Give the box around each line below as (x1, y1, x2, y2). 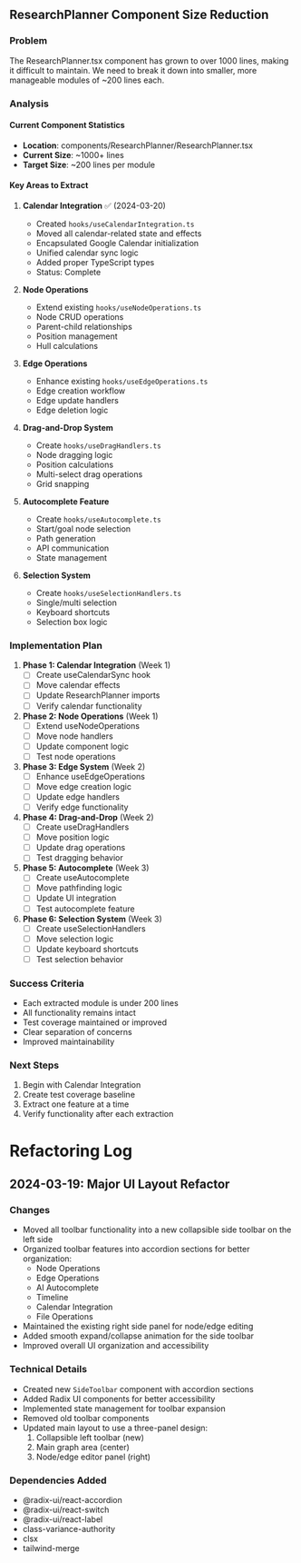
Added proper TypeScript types (35, 257, 155, 268)
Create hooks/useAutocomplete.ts (35, 513, 161, 525)
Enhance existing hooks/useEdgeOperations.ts (35, 376, 209, 387)
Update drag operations (35, 842, 126, 853)
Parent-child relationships (35, 322, 133, 333)
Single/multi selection (35, 597, 118, 608)
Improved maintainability (22, 1036, 115, 1048)
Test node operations (35, 751, 116, 762)
